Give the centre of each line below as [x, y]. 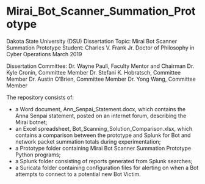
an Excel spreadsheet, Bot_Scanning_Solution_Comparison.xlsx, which [104, 128]
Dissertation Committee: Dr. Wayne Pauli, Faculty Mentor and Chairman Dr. [100, 66]
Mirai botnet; [31, 122]
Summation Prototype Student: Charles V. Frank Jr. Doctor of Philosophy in [100, 48]
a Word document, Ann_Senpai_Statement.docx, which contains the [100, 109]
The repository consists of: [40, 97]
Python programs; [38, 155]
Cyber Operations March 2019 [44, 54]
